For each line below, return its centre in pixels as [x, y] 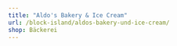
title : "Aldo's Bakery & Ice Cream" [68, 15]
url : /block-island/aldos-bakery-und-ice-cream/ [89, 23]
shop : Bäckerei [33, 30]
